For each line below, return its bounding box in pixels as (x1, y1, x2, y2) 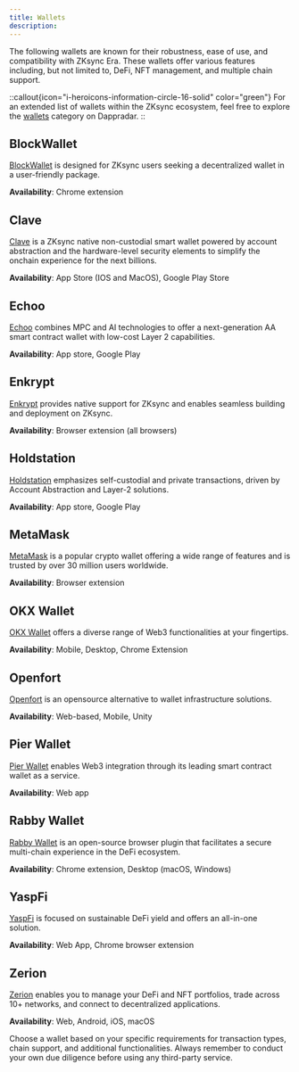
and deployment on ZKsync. (9, 408, 113, 418)
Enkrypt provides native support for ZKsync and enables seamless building (9, 398, 286, 408)
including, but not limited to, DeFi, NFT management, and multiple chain (9, 64, 273, 76)
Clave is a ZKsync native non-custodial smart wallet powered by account (9, 236, 278, 247)
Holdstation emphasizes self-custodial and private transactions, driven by (9, 474, 280, 485)
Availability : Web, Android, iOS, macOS (9, 1016, 155, 1027)
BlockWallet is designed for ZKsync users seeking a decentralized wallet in (9, 160, 285, 170)
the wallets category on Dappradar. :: (9, 111, 145, 121)
